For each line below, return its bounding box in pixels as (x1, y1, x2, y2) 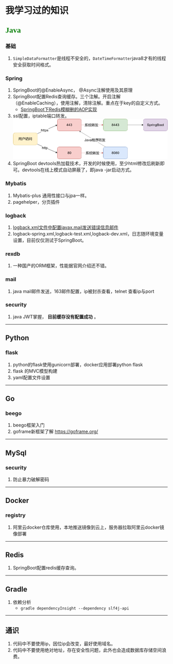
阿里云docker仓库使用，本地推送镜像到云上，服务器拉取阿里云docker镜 (12, 524, 165, 530)
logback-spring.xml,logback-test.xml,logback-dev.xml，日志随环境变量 (12, 230, 164, 237)
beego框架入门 (12, 422, 45, 428)
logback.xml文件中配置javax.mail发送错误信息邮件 (12, 224, 119, 230)
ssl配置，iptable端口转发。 (12, 113, 70, 119)
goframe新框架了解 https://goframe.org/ (12, 428, 98, 435)
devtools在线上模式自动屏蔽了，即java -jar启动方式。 (22, 167, 134, 173)
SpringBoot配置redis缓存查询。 (12, 565, 79, 571)
